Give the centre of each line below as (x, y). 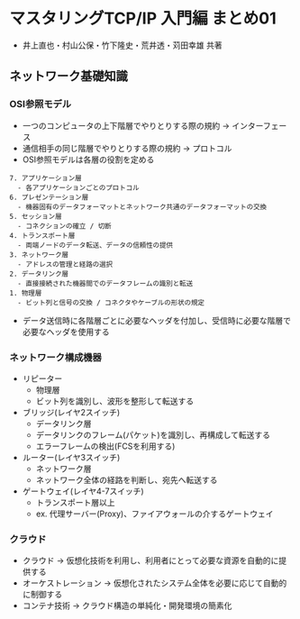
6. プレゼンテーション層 (49, 197)
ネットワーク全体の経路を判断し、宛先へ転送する (127, 479)
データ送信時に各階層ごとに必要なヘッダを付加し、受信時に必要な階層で (156, 320)
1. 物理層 (26, 293)
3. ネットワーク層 (39, 255)
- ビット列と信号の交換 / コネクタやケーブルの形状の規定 (111, 303)
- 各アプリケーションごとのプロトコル (78, 187)
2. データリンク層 (39, 274)
